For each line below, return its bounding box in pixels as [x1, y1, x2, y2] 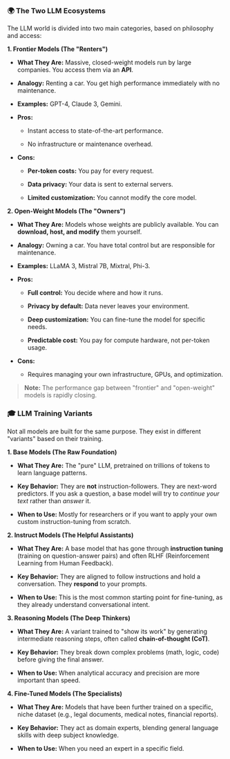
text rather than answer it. [17, 496, 91, 505]
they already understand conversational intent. [17, 600, 151, 608]
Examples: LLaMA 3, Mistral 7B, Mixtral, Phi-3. [17, 262, 151, 270]
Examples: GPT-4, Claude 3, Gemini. [17, 100, 122, 109]
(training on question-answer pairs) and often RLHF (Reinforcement [17, 552, 209, 560]
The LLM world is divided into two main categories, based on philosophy [7, 24, 214, 32]
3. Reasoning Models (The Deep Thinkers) [7, 614, 131, 622]
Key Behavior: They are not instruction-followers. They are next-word [17, 482, 218, 490]
